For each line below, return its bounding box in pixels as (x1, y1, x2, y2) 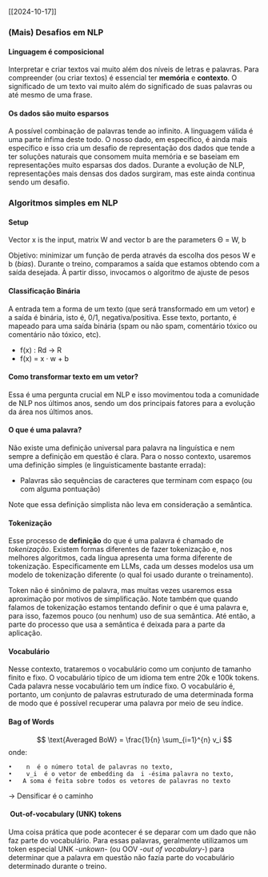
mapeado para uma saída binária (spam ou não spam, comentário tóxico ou (8, 321, 258, 331)
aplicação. (8, 628, 42, 638)
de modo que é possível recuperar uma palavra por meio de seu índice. (8, 698, 244, 709)
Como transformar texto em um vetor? (8, 372, 138, 382)
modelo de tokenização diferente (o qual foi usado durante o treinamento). (8, 570, 254, 580)
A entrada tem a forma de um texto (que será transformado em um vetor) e (8, 304, 256, 314)
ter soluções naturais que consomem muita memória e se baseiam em (8, 152, 240, 161)
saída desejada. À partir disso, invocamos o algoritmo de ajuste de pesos (8, 268, 250, 278)
